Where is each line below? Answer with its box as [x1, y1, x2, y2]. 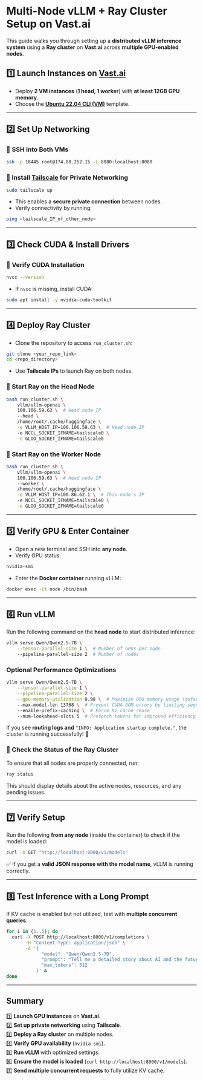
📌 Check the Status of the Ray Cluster [6, 745, 119, 754]
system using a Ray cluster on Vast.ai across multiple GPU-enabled [6, 44, 179, 51]
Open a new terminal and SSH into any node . [14, 545, 128, 552]
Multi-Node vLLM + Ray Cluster [6, 4, 167, 18]
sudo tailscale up [6, 187, 53, 193]
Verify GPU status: [14, 552, 62, 559]
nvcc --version [6, 274, 45, 281]
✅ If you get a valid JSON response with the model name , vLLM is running [6, 860, 193, 868]
